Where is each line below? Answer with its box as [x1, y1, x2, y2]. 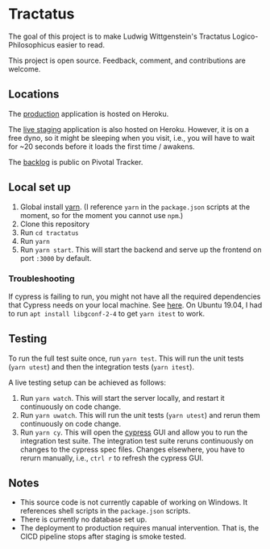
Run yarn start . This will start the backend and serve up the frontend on [19, 245, 262, 254]
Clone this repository [19, 219, 90, 229]
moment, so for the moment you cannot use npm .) [19, 210, 184, 220]
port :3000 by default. [19, 253, 92, 262]
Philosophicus [8, 39, 56, 49]
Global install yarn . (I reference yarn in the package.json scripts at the [19, 202, 251, 212]
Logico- [232, 31, 259, 41]
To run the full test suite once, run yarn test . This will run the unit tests [8, 353, 244, 363]
